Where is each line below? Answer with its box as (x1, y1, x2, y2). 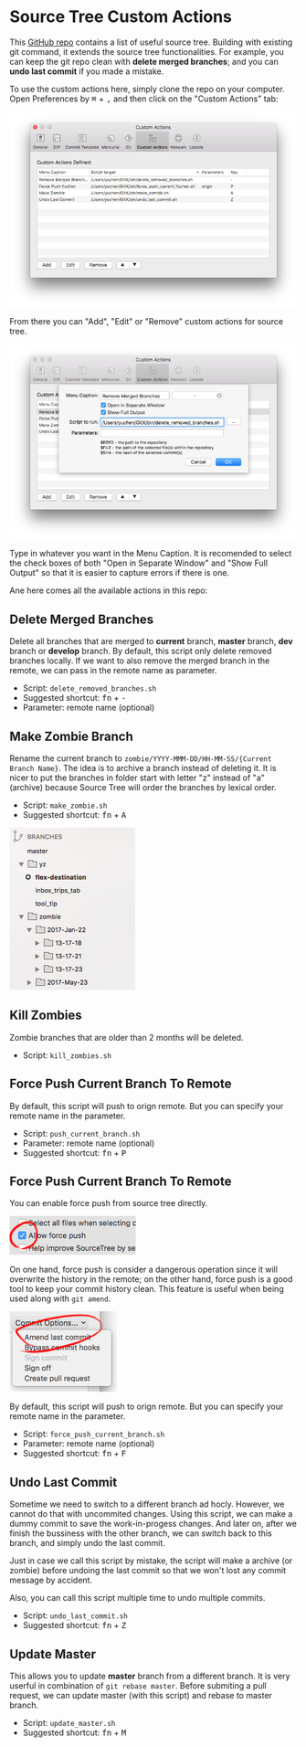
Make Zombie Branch (9, 728, 134, 744)
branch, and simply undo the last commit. (9, 1538, 166, 1549)
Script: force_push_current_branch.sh (22, 1428, 165, 1440)
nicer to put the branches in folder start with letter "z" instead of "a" (9, 772, 265, 783)
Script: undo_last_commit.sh (22, 1610, 128, 1621)
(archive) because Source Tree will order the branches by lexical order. (9, 782, 277, 793)
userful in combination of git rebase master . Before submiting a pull (9, 1680, 267, 1691)
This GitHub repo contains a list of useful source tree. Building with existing (9, 37, 293, 48)
